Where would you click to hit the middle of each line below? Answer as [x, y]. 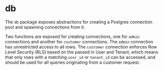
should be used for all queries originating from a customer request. [73, 62]
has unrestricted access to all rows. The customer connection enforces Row [81, 47]
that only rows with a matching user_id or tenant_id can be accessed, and [80, 57]
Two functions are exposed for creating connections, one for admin [72, 36]
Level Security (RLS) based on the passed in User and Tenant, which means [81, 52]
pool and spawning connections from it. [45, 27]
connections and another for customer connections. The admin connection [79, 41]
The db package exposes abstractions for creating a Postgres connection [79, 22]
